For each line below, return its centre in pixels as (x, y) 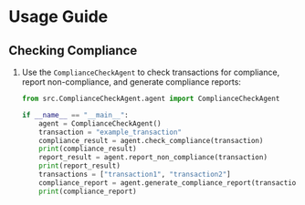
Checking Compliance (73, 51)
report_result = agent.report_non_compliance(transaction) (153, 158)
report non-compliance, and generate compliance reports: (131, 82)
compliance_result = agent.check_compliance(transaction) (151, 140)
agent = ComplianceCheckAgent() (100, 123)
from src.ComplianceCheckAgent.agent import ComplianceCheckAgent (151, 98)
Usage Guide (58, 17)
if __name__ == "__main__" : (75, 115)
